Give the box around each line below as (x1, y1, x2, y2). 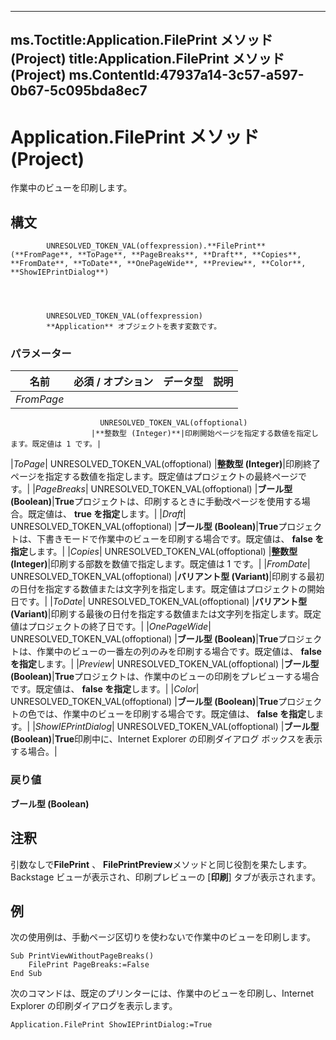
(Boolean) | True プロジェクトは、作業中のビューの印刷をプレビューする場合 (10, 671, 320, 683)
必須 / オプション (73, 375, 154, 389)
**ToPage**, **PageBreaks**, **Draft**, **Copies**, (77, 250, 302, 260)
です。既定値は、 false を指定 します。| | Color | (10, 683, 200, 695)
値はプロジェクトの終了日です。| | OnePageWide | (10, 621, 212, 633)
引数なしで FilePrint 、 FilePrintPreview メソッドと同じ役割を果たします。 (10, 858, 313, 870)
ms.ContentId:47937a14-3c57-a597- (68, 67, 305, 84)
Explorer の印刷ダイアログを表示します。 (10, 1000, 178, 1012)
